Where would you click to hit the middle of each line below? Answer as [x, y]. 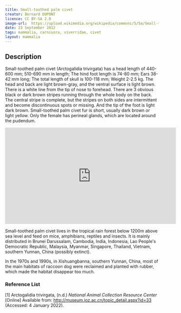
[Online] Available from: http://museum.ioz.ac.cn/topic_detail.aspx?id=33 [78, 300]
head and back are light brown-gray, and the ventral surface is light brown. [80, 84]
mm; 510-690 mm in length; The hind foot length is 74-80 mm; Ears [82, 73]
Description [23, 57]
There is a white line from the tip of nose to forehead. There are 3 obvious [79, 89]
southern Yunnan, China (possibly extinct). [48, 252]
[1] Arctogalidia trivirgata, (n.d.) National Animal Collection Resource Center [81, 295]
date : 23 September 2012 [30, 28]
